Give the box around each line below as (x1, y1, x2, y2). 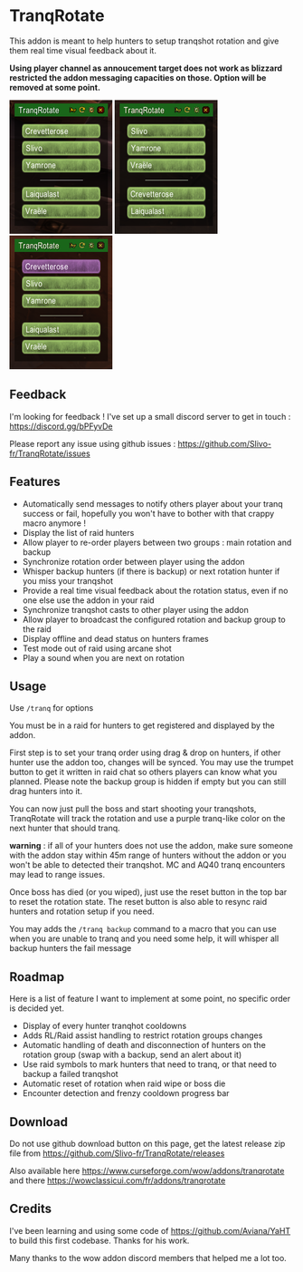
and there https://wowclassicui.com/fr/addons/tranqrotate (9, 1175, 226, 1186)
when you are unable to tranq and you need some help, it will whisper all (9, 933, 279, 944)
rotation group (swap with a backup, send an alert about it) (22, 1049, 242, 1061)
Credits (9, 1201, 52, 1217)
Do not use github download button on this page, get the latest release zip (9, 1139, 286, 1149)
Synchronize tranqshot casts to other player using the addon (22, 604, 249, 615)
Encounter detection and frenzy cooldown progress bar (22, 1088, 230, 1099)
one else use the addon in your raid (22, 595, 156, 606)
